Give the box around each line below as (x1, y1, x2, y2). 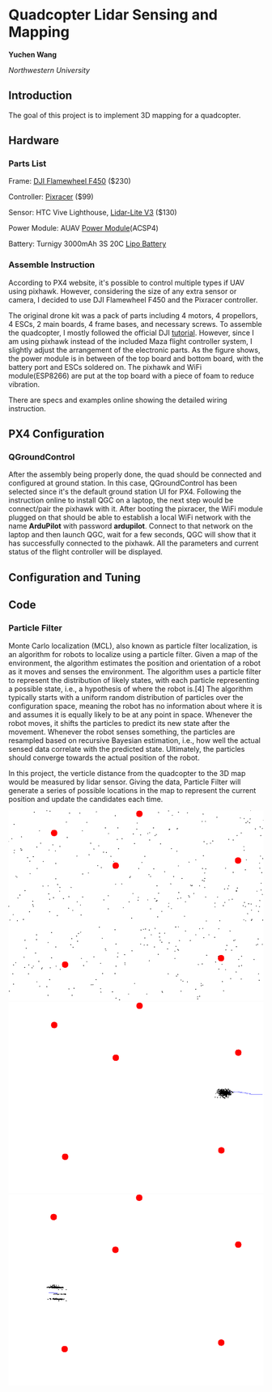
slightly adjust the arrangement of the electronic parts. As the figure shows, (8, 345, 261, 354)
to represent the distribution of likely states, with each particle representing (8, 675, 260, 685)
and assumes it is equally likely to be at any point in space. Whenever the (8, 710, 253, 719)
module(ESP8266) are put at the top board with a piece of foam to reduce (8, 371, 255, 380)
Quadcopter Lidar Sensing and (8, 6, 219, 24)
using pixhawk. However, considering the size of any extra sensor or (8, 286, 237, 296)
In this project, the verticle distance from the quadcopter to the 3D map (8, 768, 246, 778)
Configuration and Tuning (8, 571, 141, 584)
